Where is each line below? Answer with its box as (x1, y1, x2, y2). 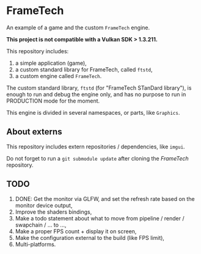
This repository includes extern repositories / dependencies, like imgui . (6, 143, 185, 150)
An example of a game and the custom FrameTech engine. (6, 24, 150, 31)
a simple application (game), (15, 59, 87, 67)
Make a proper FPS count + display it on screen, (15, 227, 137, 235)
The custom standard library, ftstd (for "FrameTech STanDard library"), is (6, 84, 192, 92)
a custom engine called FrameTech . (15, 72, 102, 79)
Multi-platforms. (15, 241, 56, 248)
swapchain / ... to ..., (15, 221, 67, 228)
